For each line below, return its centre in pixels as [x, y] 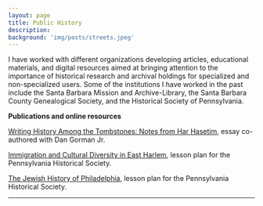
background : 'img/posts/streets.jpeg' [71, 37]
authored [23, 140]
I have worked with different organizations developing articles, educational [128, 60]
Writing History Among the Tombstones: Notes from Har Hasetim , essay [124, 132]
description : [29, 30]
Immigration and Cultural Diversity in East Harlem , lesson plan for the [119, 155]
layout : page [29, 15]
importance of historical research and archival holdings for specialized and [129, 76]
